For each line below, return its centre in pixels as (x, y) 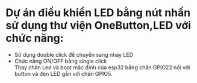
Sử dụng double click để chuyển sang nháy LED (74, 54)
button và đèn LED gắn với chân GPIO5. (63, 73)
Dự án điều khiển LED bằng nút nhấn (98, 13)
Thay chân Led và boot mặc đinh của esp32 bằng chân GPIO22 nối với (102, 67)
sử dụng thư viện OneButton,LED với (98, 25)
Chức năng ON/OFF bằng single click (61, 61)
